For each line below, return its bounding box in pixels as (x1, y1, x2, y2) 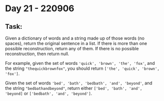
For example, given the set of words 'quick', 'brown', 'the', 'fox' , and (5, 61, 155, 66)
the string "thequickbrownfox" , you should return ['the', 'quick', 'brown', (5, 65, 160, 71)
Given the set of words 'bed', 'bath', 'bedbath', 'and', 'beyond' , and (5, 80, 153, 86)
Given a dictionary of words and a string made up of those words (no (5, 35, 145, 41)
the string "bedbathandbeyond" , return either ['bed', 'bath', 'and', (5, 85, 142, 91)
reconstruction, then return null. (5, 51, 70, 57)
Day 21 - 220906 (5, 3, 75, 14)
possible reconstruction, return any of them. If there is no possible (5, 46, 139, 51)
